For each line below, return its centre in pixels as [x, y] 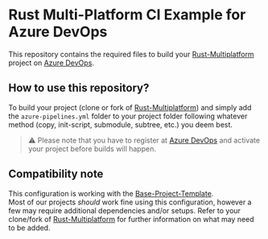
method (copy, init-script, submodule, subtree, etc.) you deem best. [121, 124]
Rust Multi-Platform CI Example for [127, 15]
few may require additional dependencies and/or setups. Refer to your [125, 210]
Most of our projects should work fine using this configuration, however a [130, 202]
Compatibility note [56, 174]
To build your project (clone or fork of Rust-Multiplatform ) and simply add [130, 107]
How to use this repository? [79, 88]
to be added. [29, 228]
